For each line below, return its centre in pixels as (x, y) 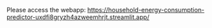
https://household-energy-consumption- (146, 10)
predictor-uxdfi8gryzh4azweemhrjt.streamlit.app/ (78, 17)
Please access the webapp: (46, 10)
